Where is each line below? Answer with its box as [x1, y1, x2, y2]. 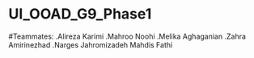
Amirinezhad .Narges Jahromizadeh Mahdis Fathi [8, 39, 173, 49]
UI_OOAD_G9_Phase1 [8, 5, 152, 23]
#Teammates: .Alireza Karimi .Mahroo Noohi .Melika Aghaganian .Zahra [8, 31, 247, 41]
